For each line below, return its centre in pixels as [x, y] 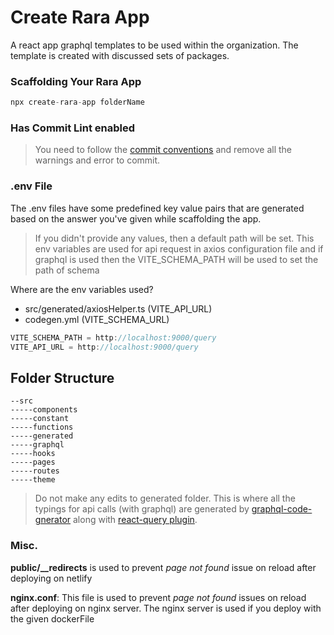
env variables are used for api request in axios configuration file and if [179, 248]
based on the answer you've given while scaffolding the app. [136, 218]
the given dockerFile [52, 618]
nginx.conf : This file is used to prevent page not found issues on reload [158, 597]
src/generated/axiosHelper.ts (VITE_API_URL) [118, 308]
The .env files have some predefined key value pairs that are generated [157, 208]
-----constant [40, 419]
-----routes [35, 471]
